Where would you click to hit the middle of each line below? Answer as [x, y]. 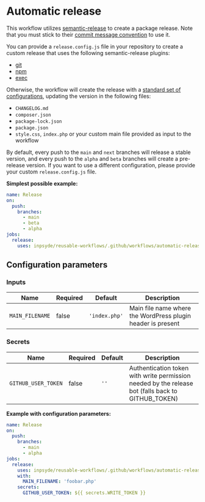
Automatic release [54, 11]
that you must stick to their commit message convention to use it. [88, 34]
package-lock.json [38, 121]
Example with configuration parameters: [59, 413]
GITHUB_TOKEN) [153, 398]
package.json [32, 128]
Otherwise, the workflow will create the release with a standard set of [94, 89]
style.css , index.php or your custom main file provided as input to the [103, 134]
